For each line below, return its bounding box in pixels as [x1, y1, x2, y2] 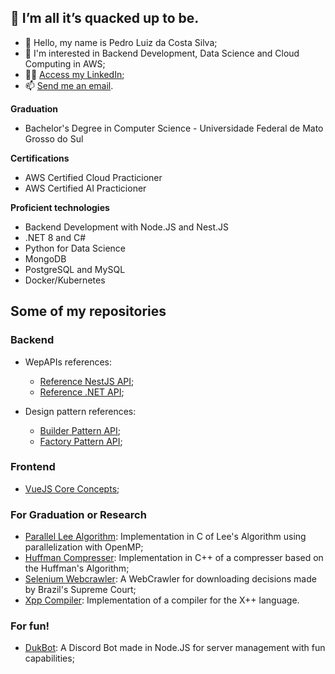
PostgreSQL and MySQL [24, 263, 126, 275]
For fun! [10, 619, 50, 633]
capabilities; [24, 652, 75, 665]
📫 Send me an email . [24, 79, 114, 91]
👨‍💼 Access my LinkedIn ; [24, 68, 125, 80]
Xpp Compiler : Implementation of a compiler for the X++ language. [24, 594, 300, 606]
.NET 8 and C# [24, 231, 87, 243]
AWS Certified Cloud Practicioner [24, 171, 163, 183]
